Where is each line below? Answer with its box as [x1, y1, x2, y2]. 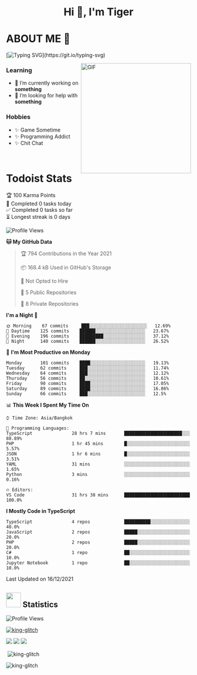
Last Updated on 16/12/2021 [6, 575, 74, 582]
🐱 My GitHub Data [6, 238, 53, 245]
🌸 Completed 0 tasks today [6, 200, 72, 207]
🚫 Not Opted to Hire [20, 277, 69, 284]
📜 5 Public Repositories [20, 289, 77, 296]
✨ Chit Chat [14, 139, 43, 146]
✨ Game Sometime [14, 126, 61, 133]
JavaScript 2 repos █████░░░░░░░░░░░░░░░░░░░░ [6, 529, 191, 535]
